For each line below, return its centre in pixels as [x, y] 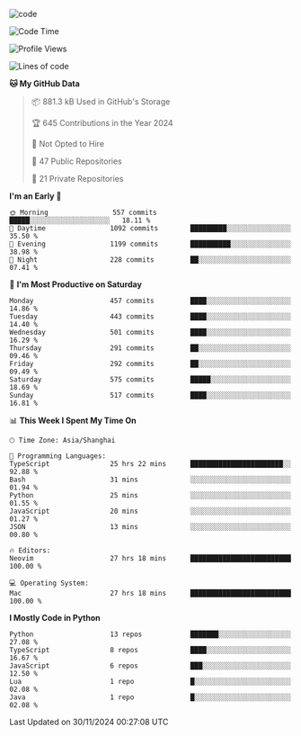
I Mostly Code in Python [55, 618]
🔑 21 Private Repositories [77, 179]
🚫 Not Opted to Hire [68, 144]
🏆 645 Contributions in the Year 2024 [102, 123]
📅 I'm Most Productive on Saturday [75, 284]
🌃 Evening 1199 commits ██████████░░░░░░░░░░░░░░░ [150, 244]
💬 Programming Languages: [58, 456]
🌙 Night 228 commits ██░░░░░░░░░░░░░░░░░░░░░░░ [150, 260]
